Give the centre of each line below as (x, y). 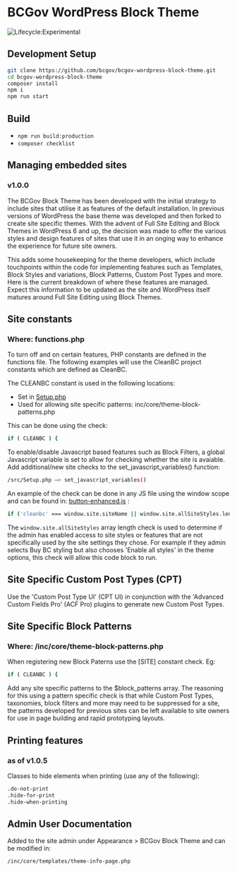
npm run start (28, 97)
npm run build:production (55, 136)
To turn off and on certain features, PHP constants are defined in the (107, 354)
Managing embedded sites (67, 166)
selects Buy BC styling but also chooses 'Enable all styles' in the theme (111, 550)
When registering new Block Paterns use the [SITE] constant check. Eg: (111, 662)
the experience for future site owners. (62, 246)
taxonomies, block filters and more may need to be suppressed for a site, (114, 703)
